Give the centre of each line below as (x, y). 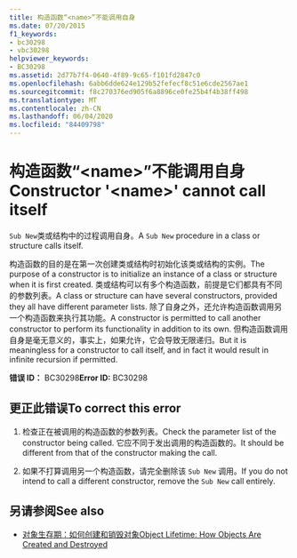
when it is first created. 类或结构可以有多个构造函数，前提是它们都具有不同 (146, 284)
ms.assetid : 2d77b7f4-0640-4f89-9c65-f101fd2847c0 (105, 76)
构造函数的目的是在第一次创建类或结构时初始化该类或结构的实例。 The (137, 264)
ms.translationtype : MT (53, 100)
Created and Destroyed (65, 544)
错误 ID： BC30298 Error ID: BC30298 (79, 378)
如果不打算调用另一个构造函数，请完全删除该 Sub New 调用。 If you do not (155, 471)
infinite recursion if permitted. (64, 359)
